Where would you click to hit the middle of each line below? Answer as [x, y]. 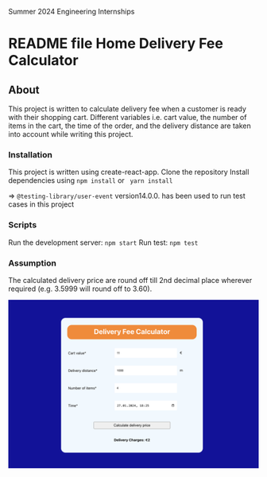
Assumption [33, 263]
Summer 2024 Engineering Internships [72, 12]
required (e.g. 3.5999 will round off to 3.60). [80, 289]
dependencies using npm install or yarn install [91, 180]
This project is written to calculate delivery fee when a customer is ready [127, 109]
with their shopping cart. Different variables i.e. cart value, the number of [128, 117]
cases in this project [41, 204]
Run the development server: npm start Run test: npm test [103, 242]
